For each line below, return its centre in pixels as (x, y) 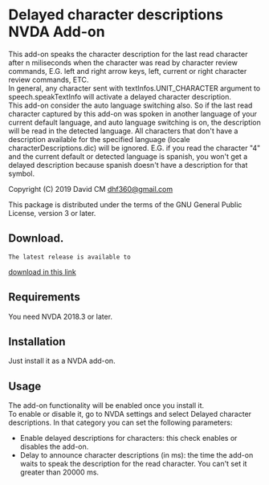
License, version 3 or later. (52, 213)
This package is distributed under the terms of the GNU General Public (125, 204)
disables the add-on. (54, 446)
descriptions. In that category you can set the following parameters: (120, 422)
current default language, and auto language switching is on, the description (134, 122)
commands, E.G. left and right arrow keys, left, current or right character (128, 71)
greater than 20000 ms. (59, 472)
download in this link (42, 271)
